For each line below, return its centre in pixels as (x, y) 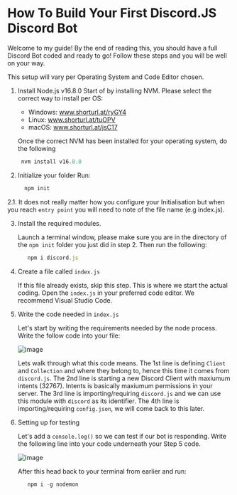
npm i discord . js (53, 258)
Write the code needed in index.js (68, 314)
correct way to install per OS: (60, 98)
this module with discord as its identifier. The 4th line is (98, 401)
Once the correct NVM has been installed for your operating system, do (122, 141)
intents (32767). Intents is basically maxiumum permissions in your (115, 385)
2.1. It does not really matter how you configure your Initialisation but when (116, 202)
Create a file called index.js (59, 271)
